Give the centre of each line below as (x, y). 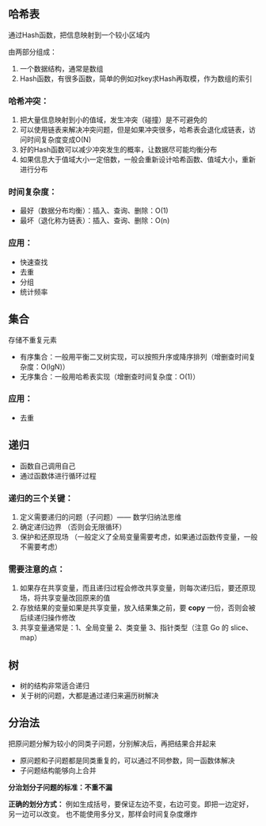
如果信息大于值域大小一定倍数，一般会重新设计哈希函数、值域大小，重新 (137, 159)
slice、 (242, 628)
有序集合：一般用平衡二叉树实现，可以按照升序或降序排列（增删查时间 (134, 356)
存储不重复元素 (32, 340)
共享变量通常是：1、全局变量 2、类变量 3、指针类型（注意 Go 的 (124, 628)
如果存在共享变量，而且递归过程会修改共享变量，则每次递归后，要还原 (134, 588)
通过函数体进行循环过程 (58, 475)
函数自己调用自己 (47, 466)
